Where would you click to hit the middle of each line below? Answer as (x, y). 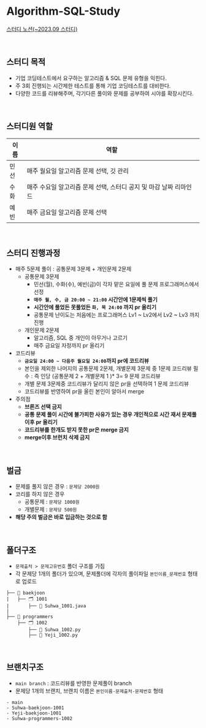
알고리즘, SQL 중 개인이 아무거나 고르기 (80, 338)
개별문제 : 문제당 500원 (51, 509)
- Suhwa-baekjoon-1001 (35, 708)
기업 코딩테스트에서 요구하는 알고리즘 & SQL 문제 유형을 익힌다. (91, 78)
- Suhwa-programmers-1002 (39, 718)
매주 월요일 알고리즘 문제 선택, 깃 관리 (78, 171)
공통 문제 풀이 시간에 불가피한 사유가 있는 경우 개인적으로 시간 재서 (102, 414)
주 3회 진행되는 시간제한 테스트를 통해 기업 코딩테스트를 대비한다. (93, 85)
